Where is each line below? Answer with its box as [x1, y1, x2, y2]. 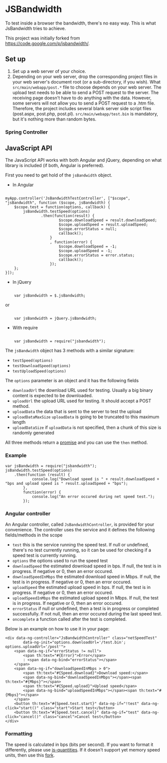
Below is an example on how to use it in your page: [5, 626, 110, 632]
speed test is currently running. [12, 552, 77, 558]
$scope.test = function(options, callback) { [14, 205, 111, 210]
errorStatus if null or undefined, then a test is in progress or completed [12, 605, 159, 611]
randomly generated [12, 430, 55, 436]
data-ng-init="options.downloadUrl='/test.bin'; [23, 640, 126, 645]
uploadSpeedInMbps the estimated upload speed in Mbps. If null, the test [12, 595, 159, 601]
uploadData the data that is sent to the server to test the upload [12, 409, 142, 415]
